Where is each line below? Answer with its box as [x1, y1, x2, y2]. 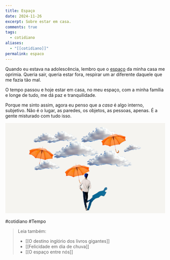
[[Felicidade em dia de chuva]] [25, 243, 90, 249]
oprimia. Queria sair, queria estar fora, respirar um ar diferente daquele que [5, 71, 162, 77]
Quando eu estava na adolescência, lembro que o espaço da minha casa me [5, 66, 165, 72]
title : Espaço [5, 8, 36, 13]
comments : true [5, 24, 38, 30]
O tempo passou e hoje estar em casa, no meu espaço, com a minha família [5, 87, 164, 93]
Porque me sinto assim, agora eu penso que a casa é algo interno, [5, 102, 144, 108]
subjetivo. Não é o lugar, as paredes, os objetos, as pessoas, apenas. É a [5, 107, 158, 113]
